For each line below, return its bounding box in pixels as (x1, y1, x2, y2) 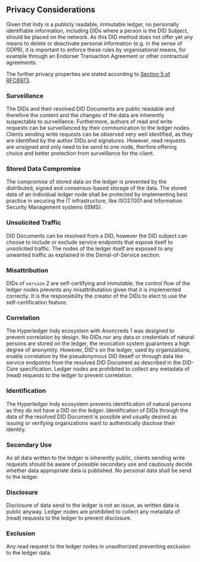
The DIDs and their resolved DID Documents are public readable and (6, 105, 175, 112)
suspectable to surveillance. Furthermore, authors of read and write (6, 118, 173, 125)
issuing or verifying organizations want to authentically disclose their (6, 419, 176, 426)
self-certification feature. (6, 299, 67, 306)
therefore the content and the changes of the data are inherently (6, 112, 165, 119)
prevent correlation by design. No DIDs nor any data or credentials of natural (6, 334, 195, 341)
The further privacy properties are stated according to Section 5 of (6, 70, 171, 77)
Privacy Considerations (6, 5, 96, 15)
